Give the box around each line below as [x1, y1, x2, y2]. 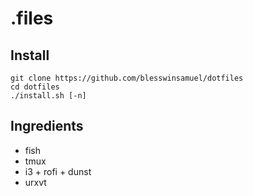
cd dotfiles [10, 82, 60, 92]
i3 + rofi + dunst [24, 165, 92, 177]
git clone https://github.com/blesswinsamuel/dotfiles [10, 73, 244, 83]
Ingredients [10, 118, 84, 135]
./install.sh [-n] [10, 91, 87, 101]
